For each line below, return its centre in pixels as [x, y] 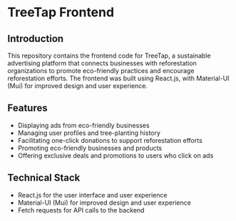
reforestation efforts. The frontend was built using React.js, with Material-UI [118, 78]
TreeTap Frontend [61, 12]
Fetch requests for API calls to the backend [81, 210]
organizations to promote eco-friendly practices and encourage [101, 71]
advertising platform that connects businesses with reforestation [102, 63]
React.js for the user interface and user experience [92, 195]
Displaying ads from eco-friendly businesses [83, 125]
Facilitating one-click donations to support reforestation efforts [110, 140]
